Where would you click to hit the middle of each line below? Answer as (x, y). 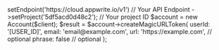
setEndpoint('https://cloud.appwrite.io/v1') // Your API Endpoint (99, 9)
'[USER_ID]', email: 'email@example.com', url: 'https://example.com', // (110, 32)
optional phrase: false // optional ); (57, 39)
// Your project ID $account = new (149, 17)
